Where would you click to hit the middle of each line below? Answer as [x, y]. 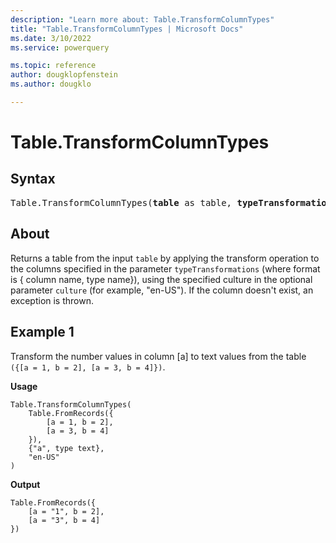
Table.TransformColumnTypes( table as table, [121, 202]
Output [25, 484]
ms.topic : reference [53, 66]
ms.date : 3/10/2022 [51, 38]
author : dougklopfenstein [64, 75]
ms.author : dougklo [51, 84]
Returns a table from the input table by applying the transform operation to [165, 258]
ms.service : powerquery [60, 47]
